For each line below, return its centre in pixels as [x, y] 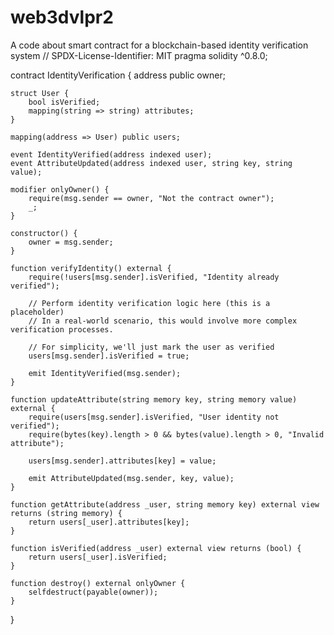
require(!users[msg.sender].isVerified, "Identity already [154, 277]
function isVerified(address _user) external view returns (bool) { [156, 548]
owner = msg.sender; [71, 242]
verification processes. [62, 329]
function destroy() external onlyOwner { [98, 583]
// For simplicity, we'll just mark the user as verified [151, 347]
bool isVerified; [64, 102]
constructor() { [44, 233]
